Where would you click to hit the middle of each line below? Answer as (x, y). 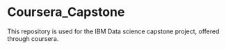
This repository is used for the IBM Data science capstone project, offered (113, 31)
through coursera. (33, 38)
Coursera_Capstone (66, 12)
